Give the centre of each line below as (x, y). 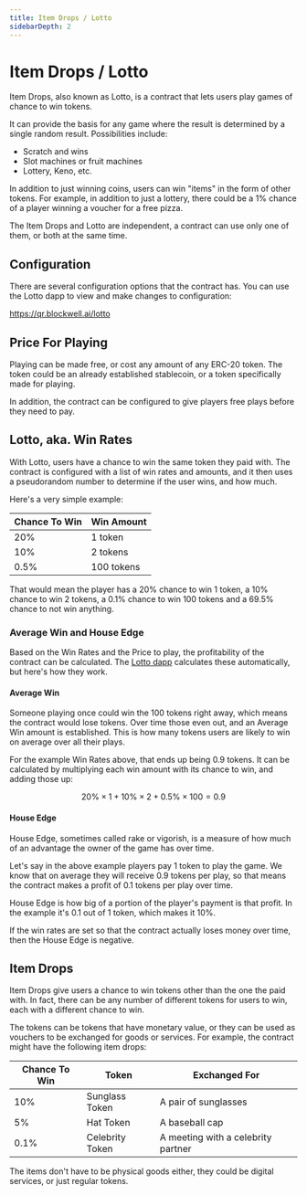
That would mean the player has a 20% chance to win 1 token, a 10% (139, 589)
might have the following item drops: (78, 1047)
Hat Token (108, 1123)
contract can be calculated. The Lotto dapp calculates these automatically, (150, 662)
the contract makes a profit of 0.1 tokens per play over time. (122, 885)
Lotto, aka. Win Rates (71, 440)
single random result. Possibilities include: (89, 134)
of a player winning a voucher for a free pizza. (96, 208)
